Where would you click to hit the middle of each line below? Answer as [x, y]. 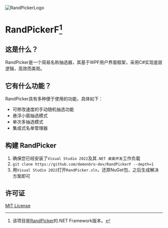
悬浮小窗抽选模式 [30, 116]
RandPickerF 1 [34, 29]
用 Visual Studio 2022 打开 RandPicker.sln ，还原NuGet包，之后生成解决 [85, 170]
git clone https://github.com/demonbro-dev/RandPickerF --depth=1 [83, 164]
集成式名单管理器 [30, 128]
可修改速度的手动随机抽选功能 [43, 109]
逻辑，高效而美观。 [25, 69]
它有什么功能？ [28, 86]
